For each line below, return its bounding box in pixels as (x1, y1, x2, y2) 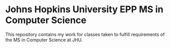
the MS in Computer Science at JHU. (5, 37, 83, 43)
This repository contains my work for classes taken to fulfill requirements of (5, 31, 165, 37)
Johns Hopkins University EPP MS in (5, 4, 164, 15)
